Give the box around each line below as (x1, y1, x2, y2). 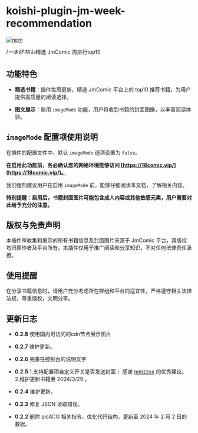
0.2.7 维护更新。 (14, 343, 55, 350)
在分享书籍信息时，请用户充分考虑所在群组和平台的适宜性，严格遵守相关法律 (6, 287, 192, 294)
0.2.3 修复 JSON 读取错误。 (14, 401, 83, 408)
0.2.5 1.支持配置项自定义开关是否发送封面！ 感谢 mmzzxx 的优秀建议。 (14, 368, 187, 375)
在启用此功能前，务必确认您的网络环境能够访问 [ (6, 161, 123, 169)
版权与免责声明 (6, 220, 61, 230)
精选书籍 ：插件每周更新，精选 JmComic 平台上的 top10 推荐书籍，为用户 (14, 86, 192, 93)
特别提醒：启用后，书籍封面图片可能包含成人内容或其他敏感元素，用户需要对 (6, 193, 192, 201)
